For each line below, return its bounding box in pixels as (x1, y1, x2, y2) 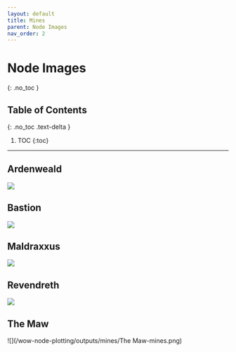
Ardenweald (7, 163, 62, 175)
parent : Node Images (7, 23, 68, 30)
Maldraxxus (7, 241, 61, 253)
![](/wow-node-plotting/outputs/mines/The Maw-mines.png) (7, 337, 183, 345)
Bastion (7, 202, 42, 214)
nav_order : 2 (7, 30, 46, 37)
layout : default (7, 10, 55, 18)
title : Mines (7, 17, 46, 24)
